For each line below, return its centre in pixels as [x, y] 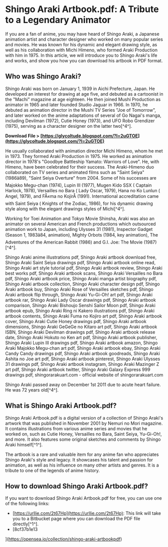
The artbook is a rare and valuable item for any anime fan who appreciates [82, 454]
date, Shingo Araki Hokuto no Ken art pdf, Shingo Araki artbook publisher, [81, 337]
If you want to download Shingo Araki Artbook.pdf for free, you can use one [83, 498]
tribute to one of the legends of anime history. [53, 470]
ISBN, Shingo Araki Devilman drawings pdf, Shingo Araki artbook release [80, 332]
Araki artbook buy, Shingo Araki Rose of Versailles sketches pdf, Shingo [79, 289]
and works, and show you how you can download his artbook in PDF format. [84, 60]
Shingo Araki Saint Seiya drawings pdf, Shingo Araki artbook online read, [80, 262]
